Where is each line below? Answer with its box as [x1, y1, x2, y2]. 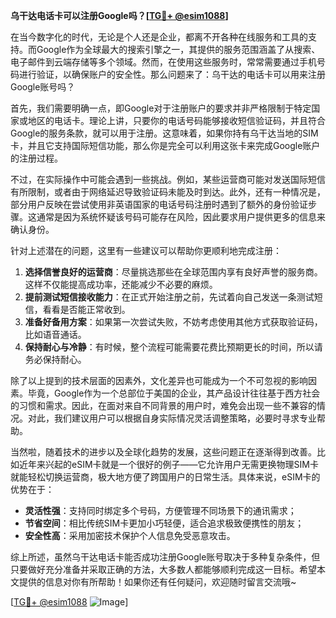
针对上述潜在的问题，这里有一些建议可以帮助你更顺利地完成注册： [10, 245, 282, 256]
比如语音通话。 [24, 329, 87, 340]
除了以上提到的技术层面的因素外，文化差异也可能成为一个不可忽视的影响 [10, 375, 308, 386]
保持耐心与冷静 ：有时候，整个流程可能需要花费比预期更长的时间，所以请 [24, 341, 323, 353]
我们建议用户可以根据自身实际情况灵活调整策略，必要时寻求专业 [53, 412, 317, 424]
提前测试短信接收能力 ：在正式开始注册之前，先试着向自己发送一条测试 [24, 291, 315, 303]
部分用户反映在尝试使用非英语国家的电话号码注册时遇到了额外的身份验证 [10, 199, 308, 210]
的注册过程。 [10, 152, 63, 164]
